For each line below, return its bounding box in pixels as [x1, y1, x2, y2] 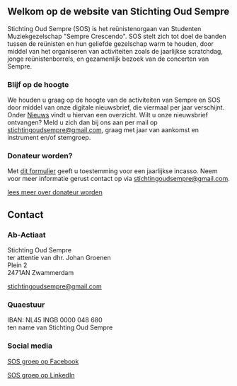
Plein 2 [7, 261, 28, 269]
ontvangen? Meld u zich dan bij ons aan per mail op [7, 118, 158, 127]
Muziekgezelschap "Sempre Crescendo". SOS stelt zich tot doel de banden [7, 32, 226, 40]
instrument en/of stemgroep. [7, 134, 91, 142]
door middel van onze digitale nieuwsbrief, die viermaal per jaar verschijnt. [7, 103, 225, 112]
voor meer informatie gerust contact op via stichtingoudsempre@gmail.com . [7, 175, 230, 183]
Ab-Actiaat [7, 230, 46, 240]
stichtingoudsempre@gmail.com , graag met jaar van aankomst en [7, 126, 200, 134]
